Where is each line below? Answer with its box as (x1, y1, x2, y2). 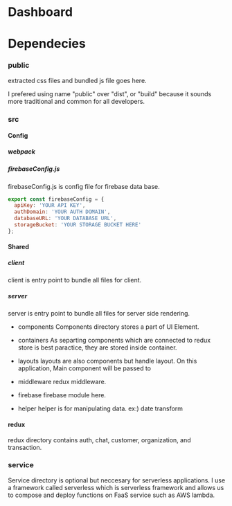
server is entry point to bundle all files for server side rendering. (8, 309, 190, 318)
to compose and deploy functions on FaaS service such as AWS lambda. (8, 491, 215, 499)
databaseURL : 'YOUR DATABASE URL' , (14, 215, 117, 222)
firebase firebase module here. (17, 391, 107, 399)
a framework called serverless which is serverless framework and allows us (8, 483, 224, 491)
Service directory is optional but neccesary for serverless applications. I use (8, 476, 226, 485)
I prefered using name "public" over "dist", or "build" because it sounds (8, 89, 212, 98)
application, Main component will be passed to (17, 364, 152, 372)
